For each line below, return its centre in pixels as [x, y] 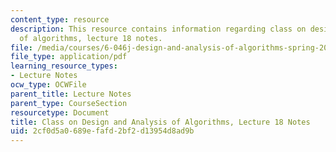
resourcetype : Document [60, 112]
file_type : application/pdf [69, 57]
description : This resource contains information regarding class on [158, 29]
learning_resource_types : [64, 66]
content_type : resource [60, 19]
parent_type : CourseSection [69, 103]
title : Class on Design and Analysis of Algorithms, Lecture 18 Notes [160, 122]
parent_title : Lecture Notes [71, 94]
